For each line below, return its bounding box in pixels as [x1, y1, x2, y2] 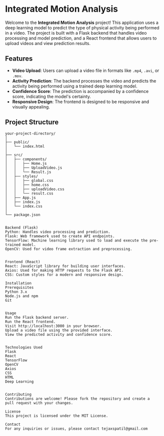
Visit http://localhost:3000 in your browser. [5, 324, 102, 328]
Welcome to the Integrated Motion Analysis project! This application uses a [5, 20, 159, 25]
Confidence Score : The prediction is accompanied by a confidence [12, 88, 149, 94]
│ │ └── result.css [5, 191, 54, 196]
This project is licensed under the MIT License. [5, 413, 109, 418]
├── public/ [5, 139, 29, 145]
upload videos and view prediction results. [5, 40, 91, 46]
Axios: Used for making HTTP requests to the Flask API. [5, 268, 124, 273]
